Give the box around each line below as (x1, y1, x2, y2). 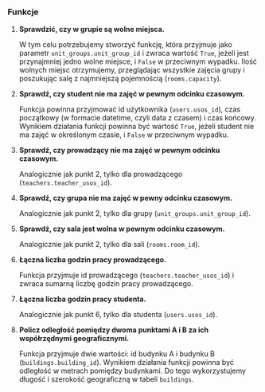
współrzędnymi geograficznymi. (18, 334, 130, 343)
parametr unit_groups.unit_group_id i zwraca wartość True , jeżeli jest (18, 49, 250, 58)
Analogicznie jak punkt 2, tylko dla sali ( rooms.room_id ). (18, 240, 201, 249)
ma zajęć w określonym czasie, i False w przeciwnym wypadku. (18, 130, 229, 139)
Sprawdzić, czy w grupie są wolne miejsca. (18, 25, 165, 34)
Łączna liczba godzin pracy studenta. (18, 294, 146, 304)
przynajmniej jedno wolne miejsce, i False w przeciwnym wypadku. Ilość (18, 57, 258, 66)
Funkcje (7, 6, 39, 18)
